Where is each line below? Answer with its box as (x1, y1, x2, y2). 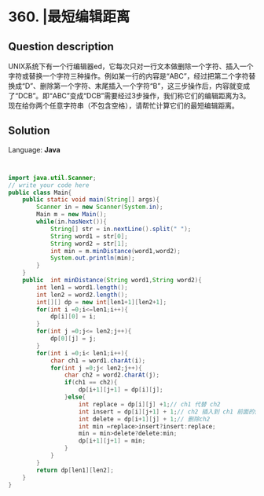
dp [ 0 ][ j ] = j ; (49, 335, 97, 343)
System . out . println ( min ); (49, 254, 135, 263)
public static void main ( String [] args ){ (22, 196, 159, 204)
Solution (8, 124, 50, 138)
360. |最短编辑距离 (8, 8, 130, 26)
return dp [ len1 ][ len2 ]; (36, 466, 114, 474)
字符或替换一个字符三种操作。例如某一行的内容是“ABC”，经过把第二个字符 (8, 72, 249, 80)
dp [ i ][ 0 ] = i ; (49, 313, 97, 321)
